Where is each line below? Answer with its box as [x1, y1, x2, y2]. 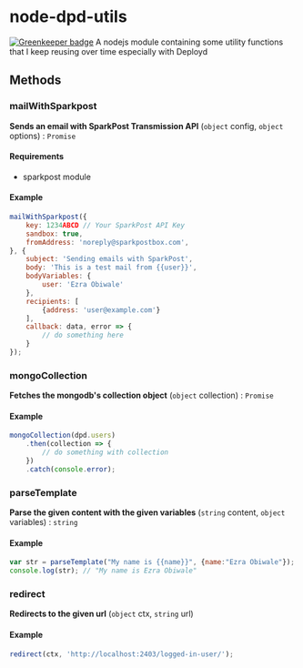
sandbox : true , [25, 229, 84, 238]
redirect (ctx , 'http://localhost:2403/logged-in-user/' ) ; [9, 649, 234, 659]
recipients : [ [25, 297, 79, 306]
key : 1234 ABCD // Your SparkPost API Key [25, 220, 185, 229]
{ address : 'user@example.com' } [42, 305, 161, 315]
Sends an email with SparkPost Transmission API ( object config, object [9, 120, 284, 131]
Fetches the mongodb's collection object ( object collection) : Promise [9, 390, 275, 401]
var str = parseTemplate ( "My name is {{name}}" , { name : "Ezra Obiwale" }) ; [9, 558, 296, 567]
